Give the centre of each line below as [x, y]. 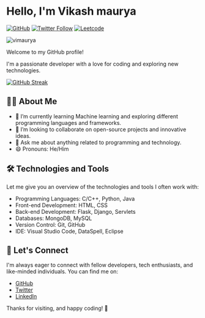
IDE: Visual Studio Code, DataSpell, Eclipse [69, 231]
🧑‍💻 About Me [32, 101]
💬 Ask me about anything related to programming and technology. [98, 142]
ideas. [23, 135]
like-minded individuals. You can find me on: [62, 271]
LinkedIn [26, 297]
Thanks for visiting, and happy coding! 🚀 [57, 308]
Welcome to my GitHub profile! [45, 52]
